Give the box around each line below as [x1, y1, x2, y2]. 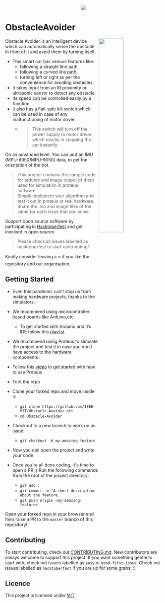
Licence [5, 579, 31, 588]
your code [12, 452, 34, 458]
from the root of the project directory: [12, 472, 89, 478]
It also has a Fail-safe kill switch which [12, 106, 91, 112]
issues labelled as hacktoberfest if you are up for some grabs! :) [5, 565, 136, 571]
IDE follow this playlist [19, 328, 65, 335]
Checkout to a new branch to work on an [12, 422, 96, 428]
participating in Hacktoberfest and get [5, 224, 83, 229]
